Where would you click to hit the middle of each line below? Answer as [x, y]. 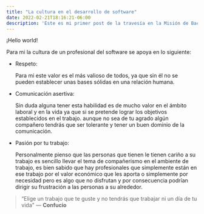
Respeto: [26, 64]
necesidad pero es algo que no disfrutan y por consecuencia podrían [101, 181]
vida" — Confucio [44, 205]
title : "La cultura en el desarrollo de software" [72, 12]
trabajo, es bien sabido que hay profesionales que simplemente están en [106, 168]
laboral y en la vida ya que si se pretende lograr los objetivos [91, 112]
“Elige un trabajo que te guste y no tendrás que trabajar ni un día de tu [109, 199]
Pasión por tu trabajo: [42, 143]
